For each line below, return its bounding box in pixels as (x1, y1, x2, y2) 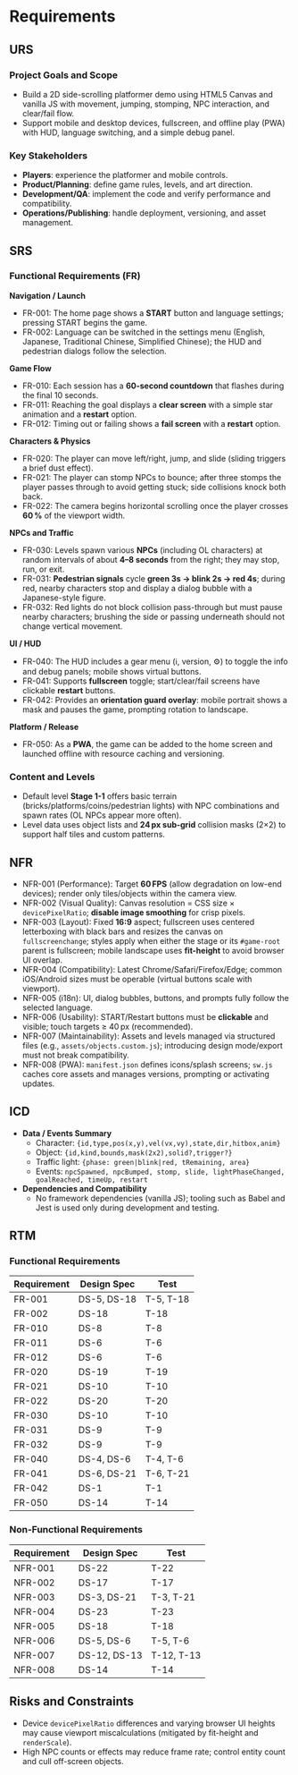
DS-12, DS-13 (78, 1649, 143, 1661)
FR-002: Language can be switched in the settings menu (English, (21, 327, 266, 337)
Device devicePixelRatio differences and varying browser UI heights (21, 1718, 276, 1728)
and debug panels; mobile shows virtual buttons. (21, 666, 202, 676)
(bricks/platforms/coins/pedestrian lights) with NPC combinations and (21, 801, 279, 811)
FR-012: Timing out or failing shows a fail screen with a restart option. (21, 418, 281, 429)
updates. (21, 1078, 55, 1089)
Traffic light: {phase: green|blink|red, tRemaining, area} (35, 1156, 250, 1167)
